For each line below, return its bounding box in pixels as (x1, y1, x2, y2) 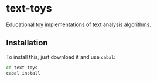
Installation (6, 38, 48, 48)
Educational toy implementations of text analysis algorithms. (6, 21, 151, 28)
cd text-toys (6, 65, 38, 71)
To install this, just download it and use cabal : (6, 53, 116, 60)
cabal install (6, 70, 41, 76)
